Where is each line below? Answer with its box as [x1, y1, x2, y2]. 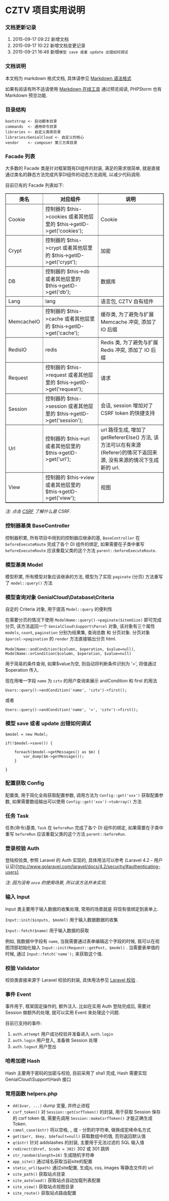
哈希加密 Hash [5, 1058, 40, 1065]
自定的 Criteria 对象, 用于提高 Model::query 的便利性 [5, 606, 112, 612]
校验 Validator [5, 964, 40, 971]
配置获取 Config [5, 780, 44, 787]
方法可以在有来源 [100, 442, 141, 449]
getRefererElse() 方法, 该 [100, 434, 159, 441]
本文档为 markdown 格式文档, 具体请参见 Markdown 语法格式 [5, 75, 132, 81]
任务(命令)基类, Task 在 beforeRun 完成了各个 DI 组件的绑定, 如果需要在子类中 [5, 825, 163, 831]
